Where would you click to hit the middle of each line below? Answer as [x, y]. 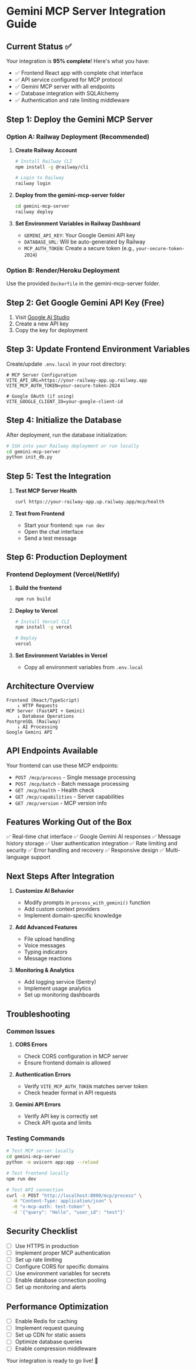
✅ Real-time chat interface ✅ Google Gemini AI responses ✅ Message [94, 837]
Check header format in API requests [70, 1092]
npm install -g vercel [44, 627]
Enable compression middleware [56, 1349]
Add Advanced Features [46, 927]
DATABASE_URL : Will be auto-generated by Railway [85, 242]
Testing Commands [36, 1138]
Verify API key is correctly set [61, 1116]
